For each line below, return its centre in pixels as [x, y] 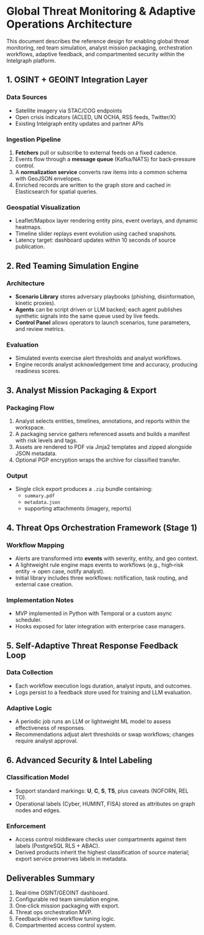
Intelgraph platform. [31, 60]
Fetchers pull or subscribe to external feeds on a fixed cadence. [96, 152]
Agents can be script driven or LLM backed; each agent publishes [99, 309]
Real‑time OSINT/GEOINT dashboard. [62, 892]
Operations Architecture [69, 24]
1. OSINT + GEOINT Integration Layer [77, 80]
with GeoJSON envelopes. [48, 178]
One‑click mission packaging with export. [67, 906]
